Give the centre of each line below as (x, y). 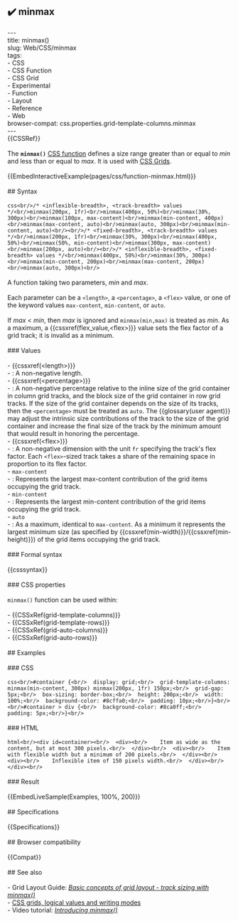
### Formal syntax (35, 554)
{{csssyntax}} (28, 569)
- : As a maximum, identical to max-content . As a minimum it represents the (117, 524)
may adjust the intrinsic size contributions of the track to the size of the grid (118, 418)
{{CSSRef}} (24, 138)
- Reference (25, 108)
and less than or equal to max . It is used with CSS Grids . (90, 161)
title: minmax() (28, 40)
